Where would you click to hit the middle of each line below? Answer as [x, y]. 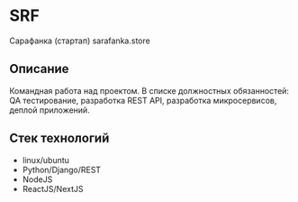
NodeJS [37, 179]
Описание [39, 69]
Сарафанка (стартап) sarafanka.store [80, 41]
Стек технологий [59, 138]
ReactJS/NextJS [53, 188]
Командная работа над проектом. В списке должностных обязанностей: [149, 90]
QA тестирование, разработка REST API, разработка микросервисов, [143, 100]
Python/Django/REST [62, 170]
